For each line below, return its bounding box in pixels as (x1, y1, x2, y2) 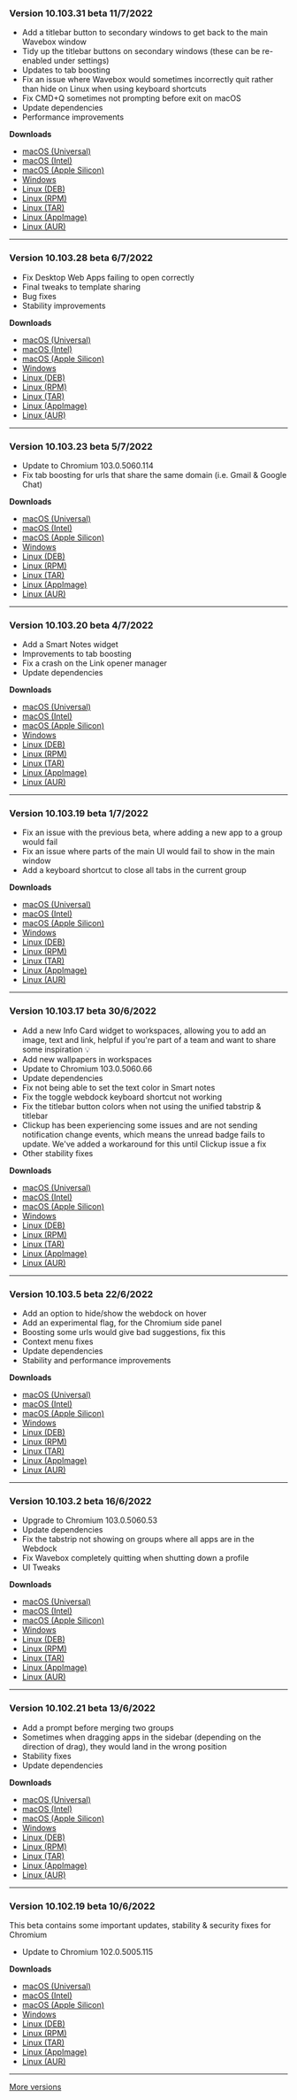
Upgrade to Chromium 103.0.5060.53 (21, 1515, 157, 1525)
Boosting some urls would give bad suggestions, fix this (21, 1327, 226, 1338)
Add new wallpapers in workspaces (21, 1054, 152, 1064)
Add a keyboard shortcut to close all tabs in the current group (21, 865, 247, 876)
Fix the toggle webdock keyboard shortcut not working (21, 1092, 223, 1102)
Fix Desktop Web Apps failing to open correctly (21, 272, 194, 282)
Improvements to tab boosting (21, 649, 133, 660)
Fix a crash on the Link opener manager (21, 658, 168, 668)
